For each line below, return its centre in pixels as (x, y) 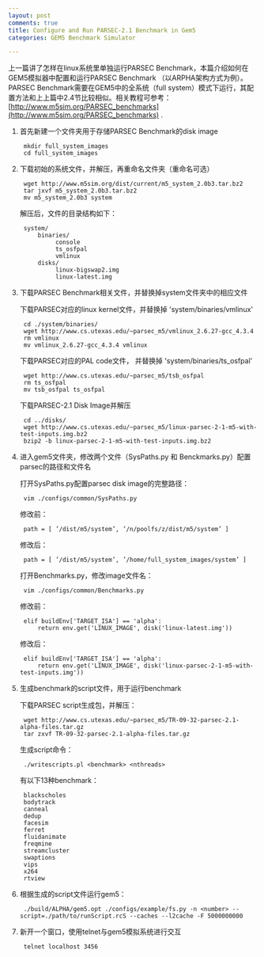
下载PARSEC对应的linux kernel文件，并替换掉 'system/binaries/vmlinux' (136, 310)
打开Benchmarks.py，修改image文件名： (86, 575)
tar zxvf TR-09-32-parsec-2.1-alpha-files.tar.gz (107, 734)
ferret (34, 830)
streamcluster (47, 851)
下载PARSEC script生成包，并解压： (78, 705)
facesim (36, 823)
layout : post (30, 15)
